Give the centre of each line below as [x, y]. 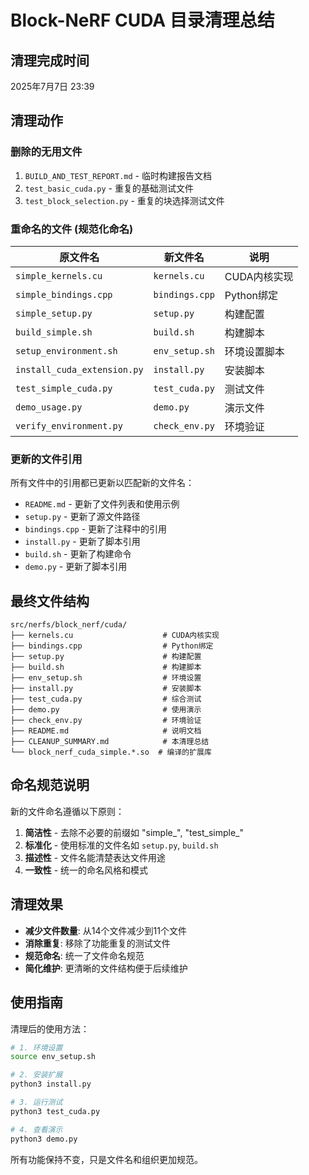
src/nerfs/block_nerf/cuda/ [69, 625]
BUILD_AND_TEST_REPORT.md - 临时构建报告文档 [118, 175]
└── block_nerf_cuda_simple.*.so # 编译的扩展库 [111, 752]
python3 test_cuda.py [55, 1111]
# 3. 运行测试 [36, 1102]
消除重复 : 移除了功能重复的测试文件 [97, 943]
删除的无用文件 [46, 152]
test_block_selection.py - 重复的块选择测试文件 [124, 200]
